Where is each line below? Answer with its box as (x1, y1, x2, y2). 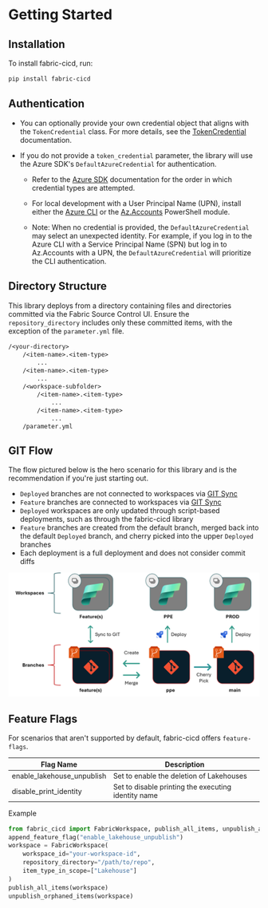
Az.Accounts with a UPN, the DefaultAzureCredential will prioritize (31, 247, 251, 257)
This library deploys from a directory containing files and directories (8, 301, 232, 310)
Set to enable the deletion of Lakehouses (112, 771, 247, 780)
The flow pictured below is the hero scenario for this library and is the (8, 465, 238, 475)
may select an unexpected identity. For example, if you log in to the (31, 231, 253, 240)
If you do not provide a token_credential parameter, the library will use (19, 150, 254, 160)
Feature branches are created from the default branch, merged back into (19, 523, 259, 532)
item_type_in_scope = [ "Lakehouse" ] (22, 867, 137, 875)
